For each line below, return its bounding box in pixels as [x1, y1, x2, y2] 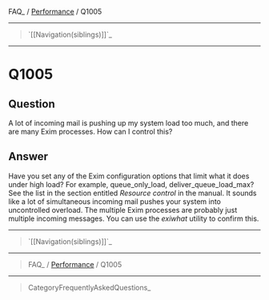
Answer [8, 150, 49, 163]
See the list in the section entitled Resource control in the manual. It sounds [8, 188, 257, 198]
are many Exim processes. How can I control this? [8, 127, 173, 136]
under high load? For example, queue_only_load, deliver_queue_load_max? [8, 179, 255, 189]
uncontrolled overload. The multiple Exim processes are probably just [8, 205, 238, 214]
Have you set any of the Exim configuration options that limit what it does [8, 171, 250, 181]
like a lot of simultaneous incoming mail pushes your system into [8, 196, 222, 206]
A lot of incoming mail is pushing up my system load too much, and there [8, 118, 249, 127]
